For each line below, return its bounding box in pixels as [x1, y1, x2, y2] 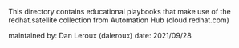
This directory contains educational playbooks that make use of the [8, 7, 231, 16]
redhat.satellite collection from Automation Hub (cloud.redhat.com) [8, 15, 230, 25]
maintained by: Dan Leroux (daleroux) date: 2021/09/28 [8, 31, 192, 40]
